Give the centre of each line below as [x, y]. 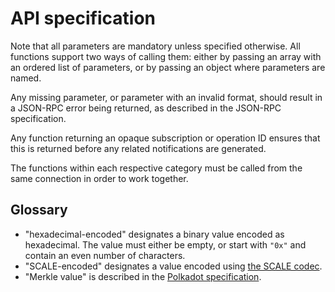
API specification [83, 18]
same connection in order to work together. [99, 178]
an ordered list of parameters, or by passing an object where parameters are [168, 67]
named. [26, 78]
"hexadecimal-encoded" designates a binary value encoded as [154, 234]
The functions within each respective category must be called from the [156, 168]
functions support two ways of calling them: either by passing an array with [166, 56]
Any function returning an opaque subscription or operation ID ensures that [165, 138]
